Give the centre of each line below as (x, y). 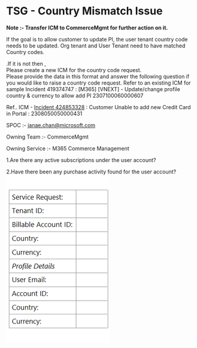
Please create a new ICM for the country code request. (74, 70)
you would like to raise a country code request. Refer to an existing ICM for (99, 83)
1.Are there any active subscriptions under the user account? (81, 160)
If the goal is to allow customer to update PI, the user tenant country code (97, 39)
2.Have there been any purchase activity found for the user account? (91, 172)
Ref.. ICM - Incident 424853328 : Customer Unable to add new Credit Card (99, 107)
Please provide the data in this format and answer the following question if (98, 76)
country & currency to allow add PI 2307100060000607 (75, 95)
